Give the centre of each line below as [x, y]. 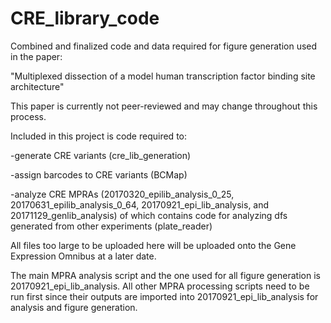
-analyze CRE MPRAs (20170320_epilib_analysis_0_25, [122, 194]
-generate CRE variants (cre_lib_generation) [101, 155]
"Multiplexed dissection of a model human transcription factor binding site [163, 76]
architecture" [37, 86]
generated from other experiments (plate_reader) [111, 226]
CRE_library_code [85, 18]
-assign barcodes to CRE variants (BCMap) [99, 174]
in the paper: [36, 56]
